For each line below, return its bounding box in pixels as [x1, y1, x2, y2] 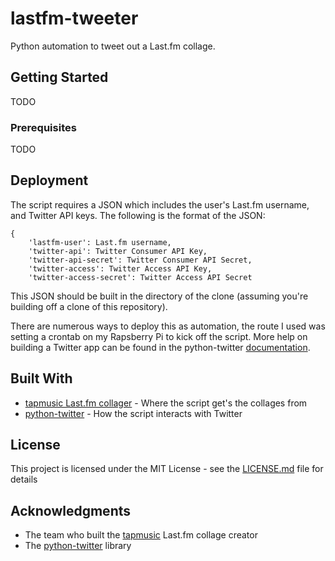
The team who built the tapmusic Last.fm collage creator [24, 529, 258, 541]
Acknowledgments [10, 502, 132, 519]
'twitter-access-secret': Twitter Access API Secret [28, 272, 253, 282]
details [10, 473, 38, 486]
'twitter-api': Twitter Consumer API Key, [28, 246, 208, 256]
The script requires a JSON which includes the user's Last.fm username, [10, 198, 310, 211]
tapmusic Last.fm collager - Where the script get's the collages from [24, 397, 308, 409]
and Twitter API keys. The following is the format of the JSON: [10, 209, 266, 221]
